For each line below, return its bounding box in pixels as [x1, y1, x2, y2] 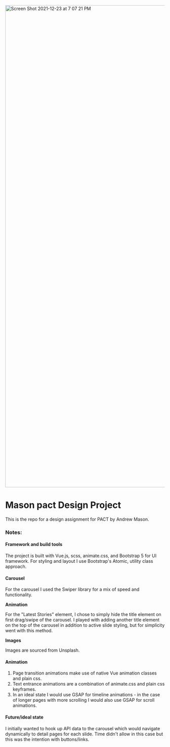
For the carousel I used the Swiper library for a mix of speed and [5, 586, 140, 593]
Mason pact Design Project [5, 499, 121, 511]
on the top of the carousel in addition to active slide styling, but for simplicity [5, 622, 165, 628]
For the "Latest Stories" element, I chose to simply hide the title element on [5, 612, 162, 618]
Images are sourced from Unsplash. [5, 647, 80, 654]
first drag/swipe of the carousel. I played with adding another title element [5, 617, 160, 623]
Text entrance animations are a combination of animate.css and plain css [12, 681, 165, 687]
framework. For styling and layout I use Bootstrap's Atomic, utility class [5, 558, 153, 564]
